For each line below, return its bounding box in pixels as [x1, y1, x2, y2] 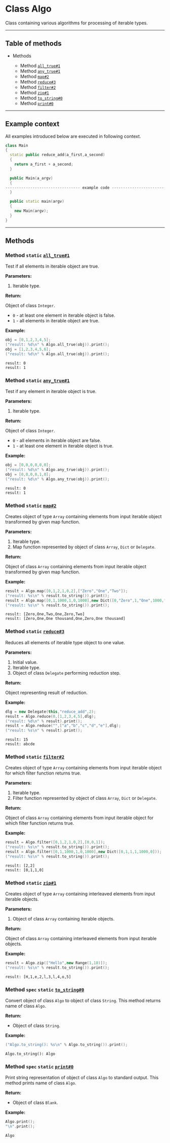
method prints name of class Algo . [5, 1080, 77, 1086]
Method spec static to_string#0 [5, 986, 84, 993]
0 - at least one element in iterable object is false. [12, 312, 115, 318]
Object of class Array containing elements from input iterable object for [5, 815, 154, 821]
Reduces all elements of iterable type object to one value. [5, 639, 125, 645]
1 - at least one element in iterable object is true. [12, 443, 114, 449]
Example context [5, 120, 60, 128]
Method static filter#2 [5, 753, 65, 760]
